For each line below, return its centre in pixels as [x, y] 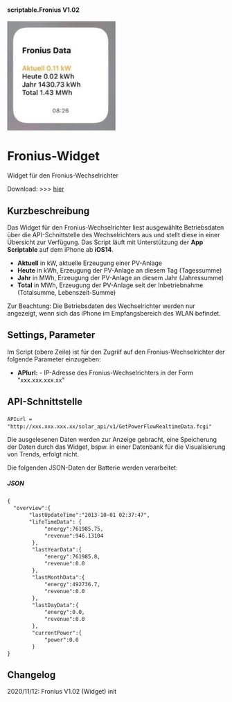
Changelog [32, 675]
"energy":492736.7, [72, 584]
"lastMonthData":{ [59, 577]
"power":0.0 [61, 640]
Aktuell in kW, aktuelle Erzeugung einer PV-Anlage [90, 263]
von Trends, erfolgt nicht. [43, 454]
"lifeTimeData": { [55, 522]
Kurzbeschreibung [48, 211]
